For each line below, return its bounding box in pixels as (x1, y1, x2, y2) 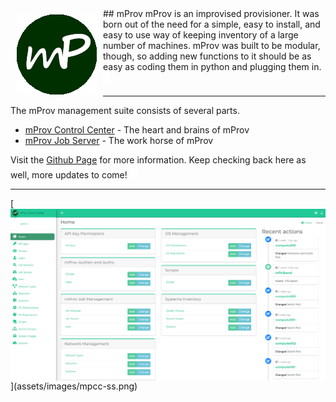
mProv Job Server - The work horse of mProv (24, 135, 214, 146)
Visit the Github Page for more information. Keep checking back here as (10, 154, 307, 166)
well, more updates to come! (10, 169, 128, 181)
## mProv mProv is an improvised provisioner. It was (103, 8, 320, 19)
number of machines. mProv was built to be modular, (103, 40, 321, 51)
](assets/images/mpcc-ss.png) (10, 380, 138, 392)
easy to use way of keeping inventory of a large (103, 29, 299, 41)
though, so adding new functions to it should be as (103, 50, 312, 62)
